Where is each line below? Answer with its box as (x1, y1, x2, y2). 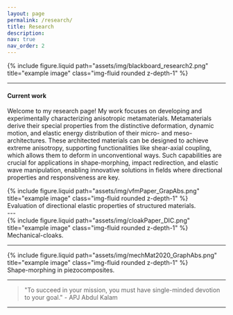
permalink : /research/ (7, 17, 73, 24)
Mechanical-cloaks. (7, 231, 64, 240)
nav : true (7, 36, 36, 43)
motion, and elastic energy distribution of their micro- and (7, 129, 173, 138)
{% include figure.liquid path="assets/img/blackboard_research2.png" (7, 62, 209, 70)
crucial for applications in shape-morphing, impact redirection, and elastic (7, 159, 218, 167)
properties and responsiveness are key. (7, 173, 120, 181)
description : (7, 29, 45, 37)
